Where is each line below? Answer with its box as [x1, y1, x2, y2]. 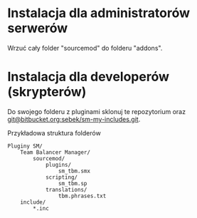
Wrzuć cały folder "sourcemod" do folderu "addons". [7, 43, 163, 52]
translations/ [45, 186, 87, 193]
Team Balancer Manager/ [20, 148, 91, 156]
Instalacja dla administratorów [7, 5, 191, 21]
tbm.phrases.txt [58, 192, 107, 199]
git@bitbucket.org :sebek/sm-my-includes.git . [7, 115, 141, 123]
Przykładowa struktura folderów [7, 128, 101, 137]
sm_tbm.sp [58, 180, 87, 187]
